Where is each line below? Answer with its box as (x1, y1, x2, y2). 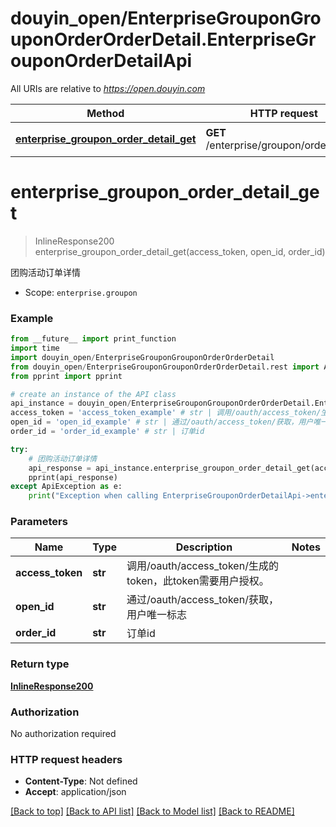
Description (175, 540, 233, 554)
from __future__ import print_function (10, 334, 177, 344)
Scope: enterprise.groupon (24, 286, 138, 298)
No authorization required (10, 728, 117, 740)
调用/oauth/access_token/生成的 (126, 559, 279, 573)
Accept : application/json (24, 786, 127, 798)
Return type (10, 657, 70, 671)
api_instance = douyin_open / (10, 398, 132, 409)
